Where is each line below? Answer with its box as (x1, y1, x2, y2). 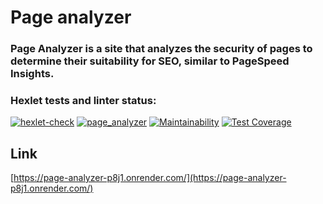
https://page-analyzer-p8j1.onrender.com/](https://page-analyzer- (13, 172, 287, 184)
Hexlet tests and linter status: (10, 94, 157, 108)
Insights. (10, 67, 55, 81)
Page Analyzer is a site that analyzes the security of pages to (10, 42, 313, 56)
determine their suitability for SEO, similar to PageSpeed (10, 54, 290, 68)
